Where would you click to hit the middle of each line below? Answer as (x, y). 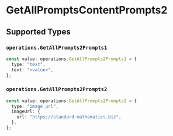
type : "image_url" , (35, 106)
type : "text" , (28, 64)
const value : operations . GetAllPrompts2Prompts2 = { (72, 101)
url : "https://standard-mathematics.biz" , (69, 117)
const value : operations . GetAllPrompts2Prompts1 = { (72, 59)
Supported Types (39, 32)
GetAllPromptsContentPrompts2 (87, 10)
